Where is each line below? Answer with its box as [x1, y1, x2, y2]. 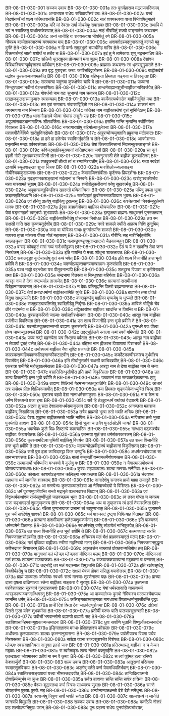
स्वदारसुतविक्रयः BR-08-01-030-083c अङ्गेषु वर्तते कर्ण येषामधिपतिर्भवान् [5, 665, 129, 670]
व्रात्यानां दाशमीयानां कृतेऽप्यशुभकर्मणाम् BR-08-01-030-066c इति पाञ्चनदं [34, 517, 158, 523]
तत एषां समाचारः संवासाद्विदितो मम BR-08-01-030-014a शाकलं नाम [40, 102, 155, 107]
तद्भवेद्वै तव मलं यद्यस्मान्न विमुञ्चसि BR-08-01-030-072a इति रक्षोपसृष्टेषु [40, 562, 163, 568]
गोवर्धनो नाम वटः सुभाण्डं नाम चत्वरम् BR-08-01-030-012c [40, 90, 140, 96]
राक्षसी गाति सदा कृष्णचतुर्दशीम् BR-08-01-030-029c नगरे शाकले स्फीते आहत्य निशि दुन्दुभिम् [5, 221, 159, 227]
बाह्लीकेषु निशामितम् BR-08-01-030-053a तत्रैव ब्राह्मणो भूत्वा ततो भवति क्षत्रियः [5, 409, 135, 415]
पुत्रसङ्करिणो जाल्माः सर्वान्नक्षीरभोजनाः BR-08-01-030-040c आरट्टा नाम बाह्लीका [27, 312, 160, 318]
